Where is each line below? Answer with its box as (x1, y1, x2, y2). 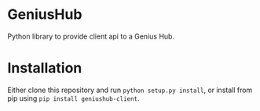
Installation (7, 59, 82, 77)
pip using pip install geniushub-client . (7, 93, 140, 103)
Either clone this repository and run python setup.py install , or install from (7, 85, 253, 94)
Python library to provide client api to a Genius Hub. (7, 31, 174, 41)
